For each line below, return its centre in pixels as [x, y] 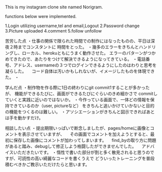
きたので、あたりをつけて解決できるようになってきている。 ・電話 [80, 59]
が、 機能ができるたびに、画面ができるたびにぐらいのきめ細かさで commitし [81, 94]
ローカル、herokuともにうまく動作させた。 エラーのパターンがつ [87, 53]
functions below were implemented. [41, 16]
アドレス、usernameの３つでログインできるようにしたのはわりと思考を [85, 65]
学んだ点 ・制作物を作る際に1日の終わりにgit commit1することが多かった [77, 87]
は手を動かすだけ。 [24, 118]
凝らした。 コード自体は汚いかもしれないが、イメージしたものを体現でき [80, 71]
